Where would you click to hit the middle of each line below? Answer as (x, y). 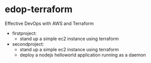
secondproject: (28, 44)
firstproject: (24, 33)
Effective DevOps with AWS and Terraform (49, 23)
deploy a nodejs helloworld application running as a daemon (83, 55)
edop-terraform (39, 9)
